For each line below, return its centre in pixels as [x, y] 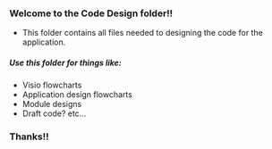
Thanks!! [29, 137]
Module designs [52, 104]
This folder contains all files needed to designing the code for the [143, 33]
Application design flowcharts [77, 95]
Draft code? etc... [54, 113]
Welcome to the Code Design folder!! [91, 13]
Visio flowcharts [52, 85]
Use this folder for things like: [66, 62]
